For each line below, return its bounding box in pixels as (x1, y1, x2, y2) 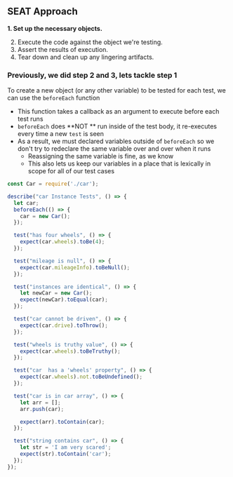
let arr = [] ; (20, 399, 61, 406)
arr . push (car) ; (20, 405, 65, 412)
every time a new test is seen (17, 130, 104, 138)
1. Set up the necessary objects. (7, 24, 103, 32)
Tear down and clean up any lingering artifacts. (17, 53, 154, 61)
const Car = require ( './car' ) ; (7, 180, 99, 188)
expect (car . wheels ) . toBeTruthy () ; (20, 347, 121, 355)
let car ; (13, 199, 39, 206)
